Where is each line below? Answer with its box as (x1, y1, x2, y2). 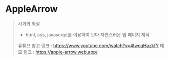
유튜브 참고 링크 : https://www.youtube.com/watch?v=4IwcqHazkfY (17, 42, 159, 49)
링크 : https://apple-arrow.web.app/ (23, 49, 98, 55)
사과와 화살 (17, 21, 40, 27)
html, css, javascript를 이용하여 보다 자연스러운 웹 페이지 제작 (25, 31, 150, 37)
